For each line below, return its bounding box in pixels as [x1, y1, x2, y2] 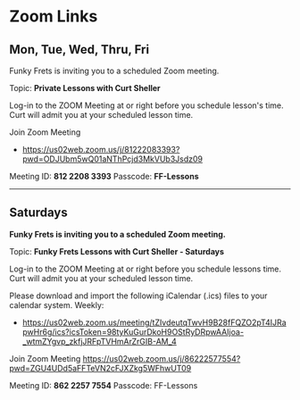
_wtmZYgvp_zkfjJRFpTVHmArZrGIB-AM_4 [21, 336, 177, 346]
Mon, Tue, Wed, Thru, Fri [9, 42, 150, 57]
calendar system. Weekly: [9, 299, 104, 310]
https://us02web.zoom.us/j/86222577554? [82, 353, 241, 363]
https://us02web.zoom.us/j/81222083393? [21, 145, 180, 154]
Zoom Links [9, 6, 98, 27]
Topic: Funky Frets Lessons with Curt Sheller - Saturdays [9, 246, 225, 256]
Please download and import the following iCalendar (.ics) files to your [9, 290, 268, 301]
